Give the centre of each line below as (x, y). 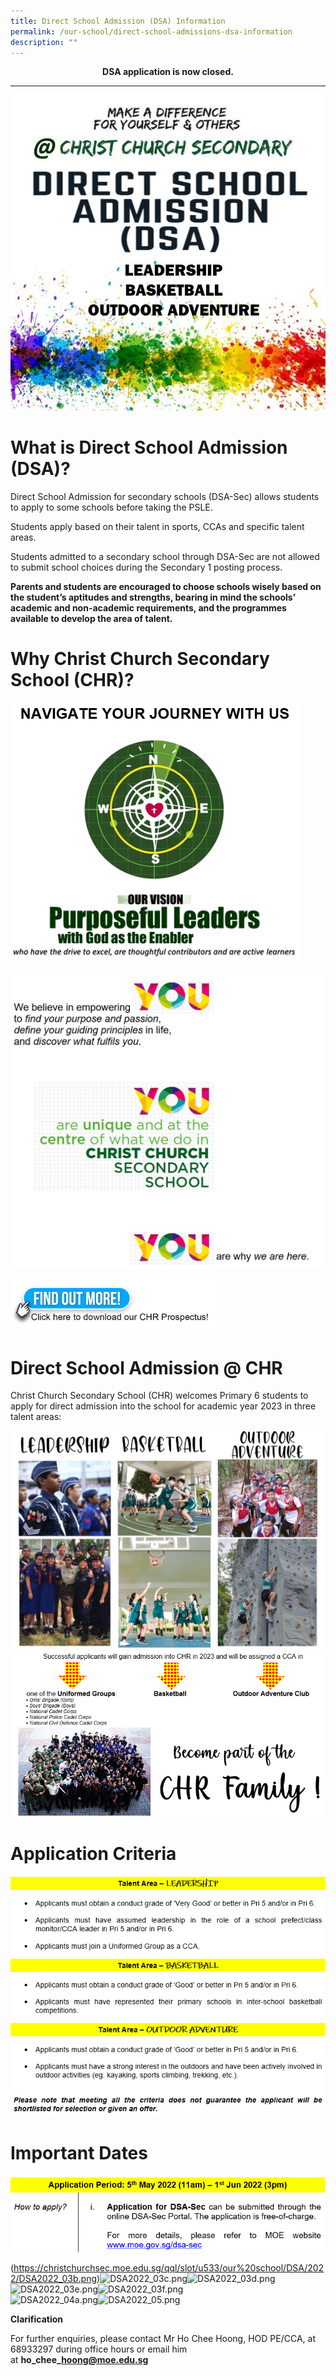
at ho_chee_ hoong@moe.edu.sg (79, 2360)
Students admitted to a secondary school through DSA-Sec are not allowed (165, 557)
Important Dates (79, 2152)
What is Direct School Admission (149, 447)
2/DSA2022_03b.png (54, 2279)
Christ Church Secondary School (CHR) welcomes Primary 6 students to (159, 1396)
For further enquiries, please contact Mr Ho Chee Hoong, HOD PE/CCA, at (163, 2339)
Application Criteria (93, 1853)
